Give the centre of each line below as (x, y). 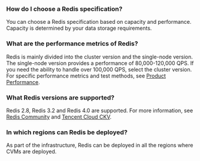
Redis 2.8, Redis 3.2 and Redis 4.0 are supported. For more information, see (100, 110)
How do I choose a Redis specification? (64, 9)
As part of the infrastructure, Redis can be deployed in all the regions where (100, 145)
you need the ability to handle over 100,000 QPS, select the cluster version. (99, 69)
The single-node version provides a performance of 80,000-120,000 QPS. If (100, 63)
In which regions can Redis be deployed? (67, 132)
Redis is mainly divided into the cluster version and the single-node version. (100, 57)
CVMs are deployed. (31, 151)
